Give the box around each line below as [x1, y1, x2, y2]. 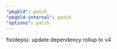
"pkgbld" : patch [6, 8, 47, 15]
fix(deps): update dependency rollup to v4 [6, 36, 112, 44]
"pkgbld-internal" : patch [6, 14, 71, 20]
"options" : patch [6, 20, 50, 26]
